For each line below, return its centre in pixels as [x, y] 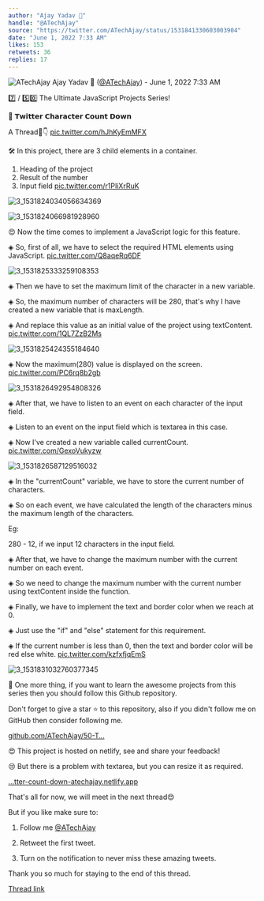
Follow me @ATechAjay [58, 827]
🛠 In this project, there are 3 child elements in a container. [103, 150]
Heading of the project [56, 169]
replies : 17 [28, 60]
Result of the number [54, 177]
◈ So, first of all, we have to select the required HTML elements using [121, 247]
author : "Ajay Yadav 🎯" [47, 15]
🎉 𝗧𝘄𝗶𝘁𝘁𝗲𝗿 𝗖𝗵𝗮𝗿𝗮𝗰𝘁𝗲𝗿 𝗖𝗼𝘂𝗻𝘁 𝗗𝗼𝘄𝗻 [70, 116]
